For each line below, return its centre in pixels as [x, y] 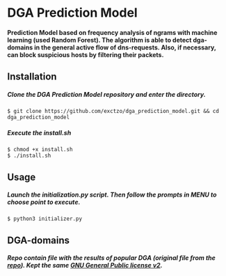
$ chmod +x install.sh [40, 150]
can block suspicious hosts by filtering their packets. [86, 54]
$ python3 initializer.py [45, 219]
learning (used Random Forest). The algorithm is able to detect [99, 40]
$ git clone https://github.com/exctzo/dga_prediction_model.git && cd [113, 112]
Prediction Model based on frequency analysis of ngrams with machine [112, 32]
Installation [32, 77]
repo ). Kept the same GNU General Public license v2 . [85, 266]
